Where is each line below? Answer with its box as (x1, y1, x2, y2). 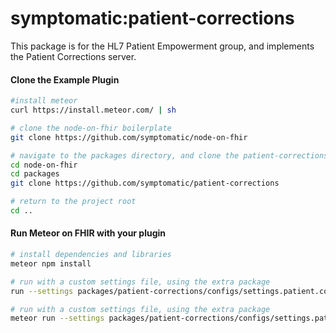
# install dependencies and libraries (10, 250, 172, 260)
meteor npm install (10, 258, 92, 269)
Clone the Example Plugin (10, 73, 120, 86)
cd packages (10, 169, 60, 179)
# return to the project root (10, 197, 137, 207)
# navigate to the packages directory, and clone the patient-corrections (10, 150, 329, 161)
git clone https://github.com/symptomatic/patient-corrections (10, 178, 280, 189)
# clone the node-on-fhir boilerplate (10, 123, 172, 133)
